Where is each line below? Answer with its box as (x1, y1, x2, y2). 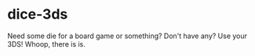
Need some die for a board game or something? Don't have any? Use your (7, 31, 248, 40)
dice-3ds (7, 5, 68, 23)
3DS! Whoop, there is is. (7, 39, 86, 48)
